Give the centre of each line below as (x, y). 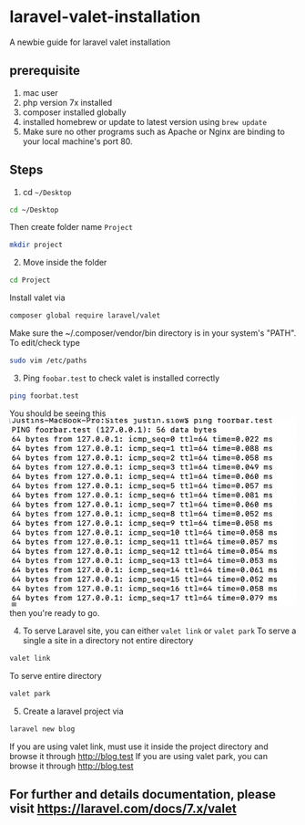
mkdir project (36, 245)
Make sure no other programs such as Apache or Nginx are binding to (153, 131)
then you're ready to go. (55, 613)
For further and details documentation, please (142, 794)
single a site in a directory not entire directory (108, 641)
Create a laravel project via (73, 711)
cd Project (30, 280)
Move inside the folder (65, 263)
